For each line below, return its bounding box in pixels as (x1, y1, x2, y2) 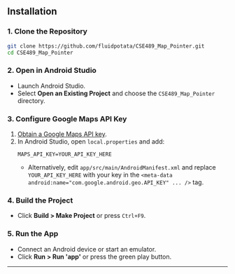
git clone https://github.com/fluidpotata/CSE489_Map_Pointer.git (7, 42, 205, 50)
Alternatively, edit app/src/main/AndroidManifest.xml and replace (27, 163, 216, 172)
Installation (7, 6, 57, 18)
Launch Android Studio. (17, 81, 86, 90)
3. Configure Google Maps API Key (7, 114, 127, 123)
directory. (17, 96, 45, 104)
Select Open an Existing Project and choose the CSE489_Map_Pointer (17, 89, 215, 97)
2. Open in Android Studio (7, 66, 97, 76)
